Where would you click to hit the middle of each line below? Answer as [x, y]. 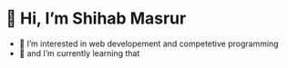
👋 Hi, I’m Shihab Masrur [96, 19]
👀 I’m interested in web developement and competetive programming [149, 44]
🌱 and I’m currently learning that [79, 53]
